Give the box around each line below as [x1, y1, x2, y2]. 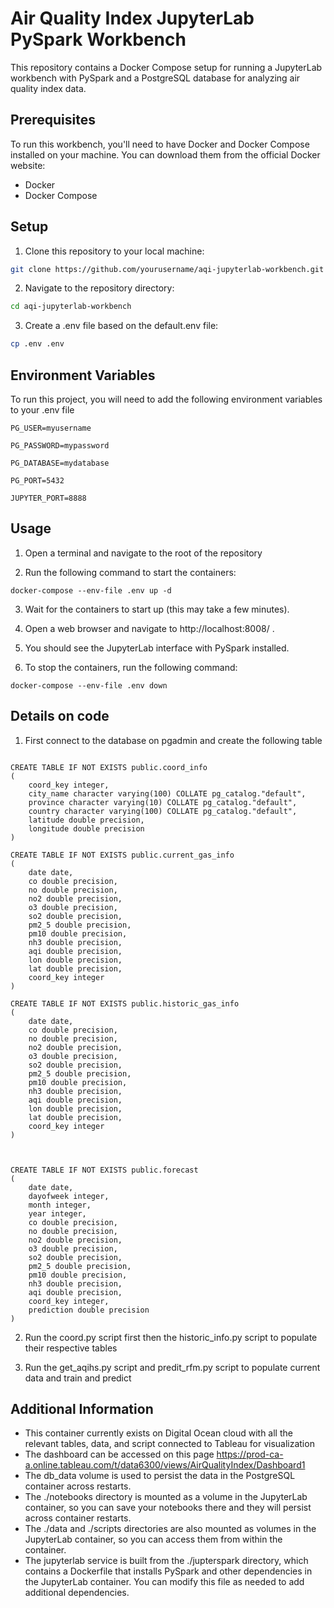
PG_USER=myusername [10, 423, 92, 433]
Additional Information [10, 1401, 154, 1418]
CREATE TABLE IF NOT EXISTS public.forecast [10, 1165, 199, 1175]
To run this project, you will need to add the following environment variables [10, 393, 323, 405]
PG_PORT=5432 [10, 476, 65, 486]
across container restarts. [24, 1512, 132, 1524]
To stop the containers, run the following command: [24, 661, 238, 673]
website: [10, 159, 46, 171]
